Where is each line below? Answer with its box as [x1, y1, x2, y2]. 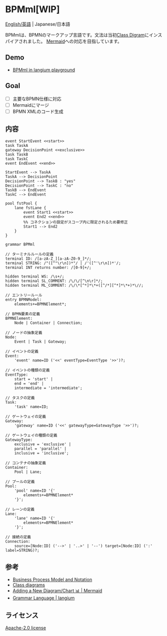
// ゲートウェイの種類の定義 [5, 433, 58, 438]
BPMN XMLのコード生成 [12, 108, 64, 114]
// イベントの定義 [5, 349, 39, 354]
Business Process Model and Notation [12, 577, 93, 583]
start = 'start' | [14, 376, 53, 382]
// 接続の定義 [5, 534, 31, 539]
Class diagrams [12, 582, 46, 588]
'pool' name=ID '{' [14, 488, 56, 493]
